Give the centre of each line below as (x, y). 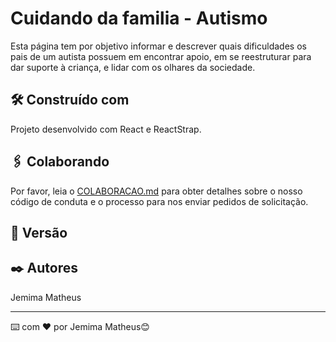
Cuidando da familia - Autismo (139, 18)
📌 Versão (39, 232)
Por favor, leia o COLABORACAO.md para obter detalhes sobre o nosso (156, 191)
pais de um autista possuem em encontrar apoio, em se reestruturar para (161, 56)
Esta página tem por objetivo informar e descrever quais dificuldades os (158, 46)
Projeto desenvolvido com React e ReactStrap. (106, 129)
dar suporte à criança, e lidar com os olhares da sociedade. (133, 67)
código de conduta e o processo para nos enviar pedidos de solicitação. (159, 201)
